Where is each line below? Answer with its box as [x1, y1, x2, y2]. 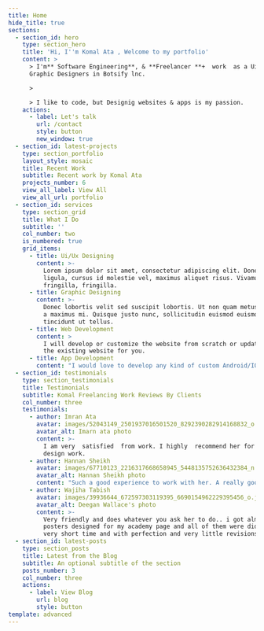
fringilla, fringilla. [42, 281, 118, 290]
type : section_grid [22, 208, 86, 216]
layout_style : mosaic [22, 157, 93, 165]
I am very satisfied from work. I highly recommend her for [42, 442, 255, 450]
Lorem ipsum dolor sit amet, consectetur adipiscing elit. [42, 267, 241, 275]
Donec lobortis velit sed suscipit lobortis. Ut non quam [42, 304, 237, 312]
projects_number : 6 [22, 179, 86, 187]
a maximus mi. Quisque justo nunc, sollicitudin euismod [42, 311, 234, 319]
